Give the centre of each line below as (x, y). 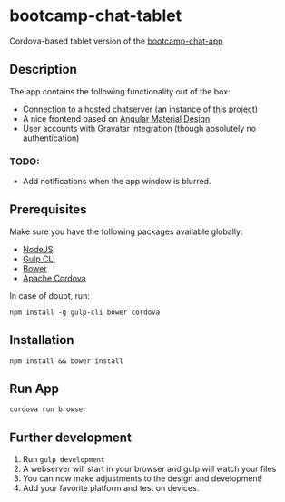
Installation (42, 340)
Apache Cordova (54, 278)
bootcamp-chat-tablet (96, 16)
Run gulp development (64, 459)
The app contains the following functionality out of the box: (120, 91)
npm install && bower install (67, 361)
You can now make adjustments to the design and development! (142, 478)
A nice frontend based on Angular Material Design (116, 118)
